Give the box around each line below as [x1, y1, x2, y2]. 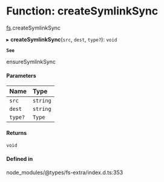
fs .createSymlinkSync [6, 24, 61, 31]
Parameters [6, 72, 36, 79]
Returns [6, 129, 27, 136]
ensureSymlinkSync [6, 58, 56, 65]
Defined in [6, 155, 33, 162]
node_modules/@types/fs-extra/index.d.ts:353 [6, 169, 123, 176]
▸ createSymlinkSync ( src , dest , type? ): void [6, 36, 117, 43]
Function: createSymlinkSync [6, 4, 159, 18]
